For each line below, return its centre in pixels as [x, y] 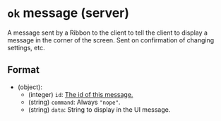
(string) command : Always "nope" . [74, 102]
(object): [30, 87]
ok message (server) [68, 13]
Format [24, 70]
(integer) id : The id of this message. [80, 94]
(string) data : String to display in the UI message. [99, 109]
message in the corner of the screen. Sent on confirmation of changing [111, 40]
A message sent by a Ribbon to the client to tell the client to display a [108, 33]
